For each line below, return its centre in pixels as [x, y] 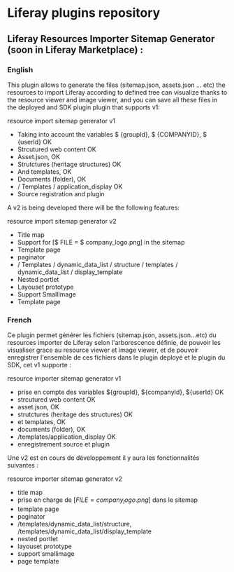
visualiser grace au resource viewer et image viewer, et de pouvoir [103, 350]
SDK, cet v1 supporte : [39, 365]
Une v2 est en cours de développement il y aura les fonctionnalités [103, 458]
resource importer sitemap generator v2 [65, 479]
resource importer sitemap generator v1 [64, 379]
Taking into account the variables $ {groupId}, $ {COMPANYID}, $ [112, 134]
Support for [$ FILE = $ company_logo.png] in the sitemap [101, 242]
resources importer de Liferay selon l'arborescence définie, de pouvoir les [114, 343]
